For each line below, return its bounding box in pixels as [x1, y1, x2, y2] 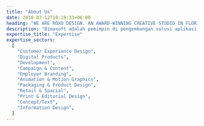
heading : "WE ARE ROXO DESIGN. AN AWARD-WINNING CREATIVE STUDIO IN [6, 20, 183, 26]
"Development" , [17, 59, 56, 65]
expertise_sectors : [6, 37, 56, 43]
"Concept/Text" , [17, 99, 59, 105]
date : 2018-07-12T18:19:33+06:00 [6, 15, 91, 21]
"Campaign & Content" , [17, 65, 75, 71]
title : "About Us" [6, 8, 53, 15]
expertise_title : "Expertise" [6, 31, 83, 38]
